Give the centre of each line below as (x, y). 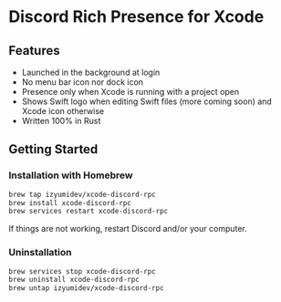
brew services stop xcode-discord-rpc (82, 271)
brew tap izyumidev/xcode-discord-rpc (82, 194)
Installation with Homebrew (71, 175)
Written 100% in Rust (61, 121)
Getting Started (53, 149)
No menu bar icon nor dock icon (82, 82)
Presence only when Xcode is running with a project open (130, 92)
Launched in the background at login (91, 72)
